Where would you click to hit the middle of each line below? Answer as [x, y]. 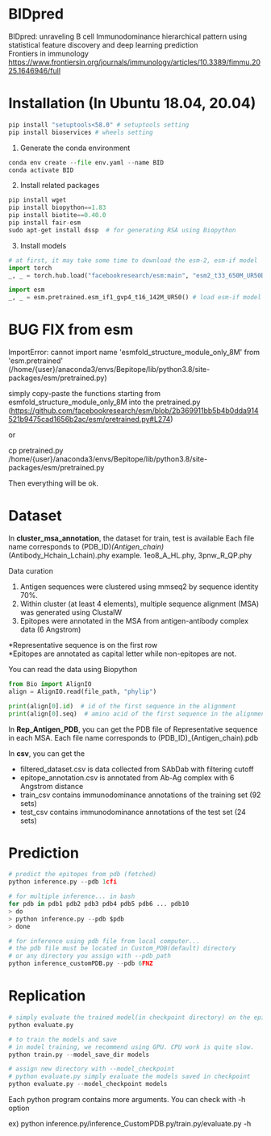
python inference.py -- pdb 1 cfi [63, 882]
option [19, 1108]
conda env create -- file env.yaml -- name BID [86, 162]
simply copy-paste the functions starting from [85, 394]
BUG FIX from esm [71, 330]
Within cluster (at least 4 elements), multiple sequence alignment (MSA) [140, 603]
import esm [27, 290]
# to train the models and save [63, 1039]
